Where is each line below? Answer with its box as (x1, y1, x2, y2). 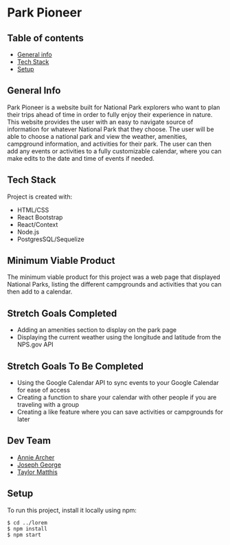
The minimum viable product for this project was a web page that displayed (7, 273, 221, 281)
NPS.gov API (16, 340, 54, 348)
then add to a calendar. (7, 287, 73, 296)
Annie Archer (16, 453, 55, 461)
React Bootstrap (16, 213, 63, 221)
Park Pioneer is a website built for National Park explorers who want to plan (7, 103, 220, 111)
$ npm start (7, 531, 41, 538)
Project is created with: (7, 192, 73, 201)
